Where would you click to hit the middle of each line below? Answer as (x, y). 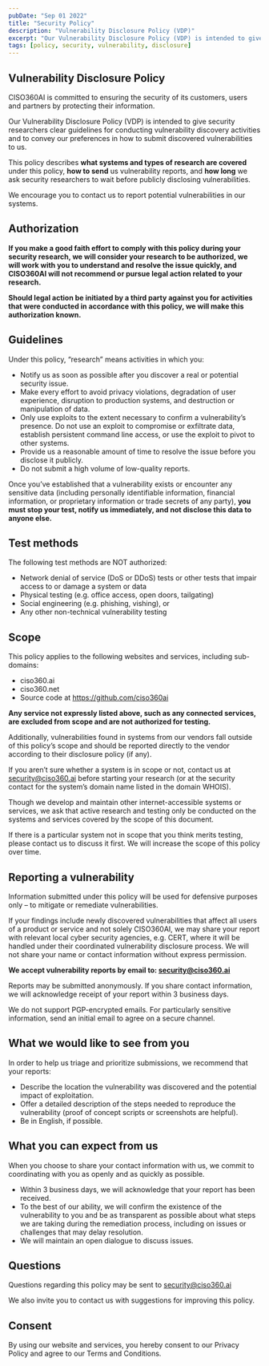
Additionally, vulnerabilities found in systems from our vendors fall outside (130, 738)
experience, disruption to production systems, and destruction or (127, 400)
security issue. (44, 383)
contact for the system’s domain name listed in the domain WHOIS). (120, 787)
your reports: (30, 1071)
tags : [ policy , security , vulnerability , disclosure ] (100, 46)
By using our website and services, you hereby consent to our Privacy (124, 1345)
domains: (24, 665)
